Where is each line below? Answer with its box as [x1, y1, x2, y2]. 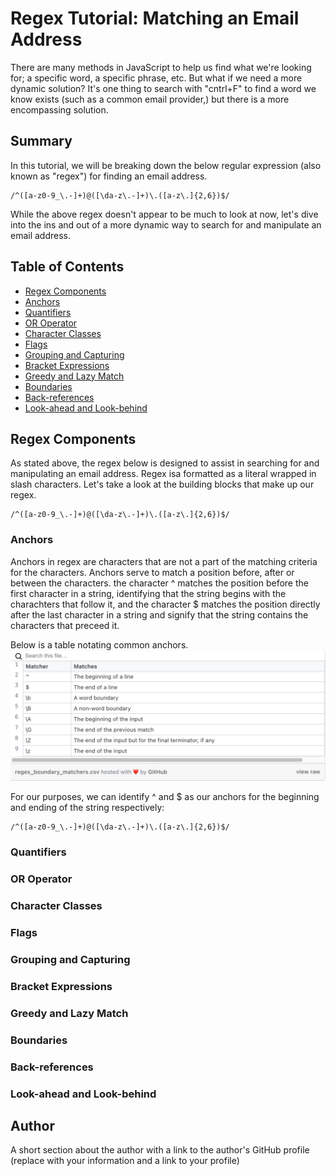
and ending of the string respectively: [10, 802, 165, 814]
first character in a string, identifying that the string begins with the [10, 587, 287, 599]
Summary [10, 133, 73, 150]
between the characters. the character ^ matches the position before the [10, 577, 309, 589]
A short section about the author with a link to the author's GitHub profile [10, 1144, 310, 1156]
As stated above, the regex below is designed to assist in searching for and [10, 457, 320, 469]
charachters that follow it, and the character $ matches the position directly [10, 598, 321, 610]
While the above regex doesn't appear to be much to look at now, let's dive [10, 208, 319, 220]
